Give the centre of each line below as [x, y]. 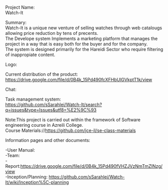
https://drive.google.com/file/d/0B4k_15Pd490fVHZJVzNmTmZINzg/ [92, 166]
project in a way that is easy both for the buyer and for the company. [76, 44]
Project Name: [20, 7]
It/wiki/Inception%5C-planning [37, 182]
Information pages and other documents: [48, 140]
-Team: [13, 155]
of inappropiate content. [30, 55]
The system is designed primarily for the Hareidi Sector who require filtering [84, 49]
